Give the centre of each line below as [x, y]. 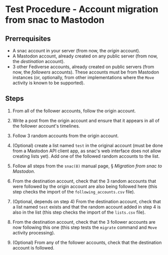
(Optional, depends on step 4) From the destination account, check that [87, 201]
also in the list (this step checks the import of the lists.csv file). [79, 212]
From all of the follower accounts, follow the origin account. [74, 111]
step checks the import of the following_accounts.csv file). [74, 192]
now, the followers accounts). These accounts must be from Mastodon [86, 72]
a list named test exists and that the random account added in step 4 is [87, 207]
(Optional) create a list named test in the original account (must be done [88, 145]
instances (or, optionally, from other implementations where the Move [83, 77]
